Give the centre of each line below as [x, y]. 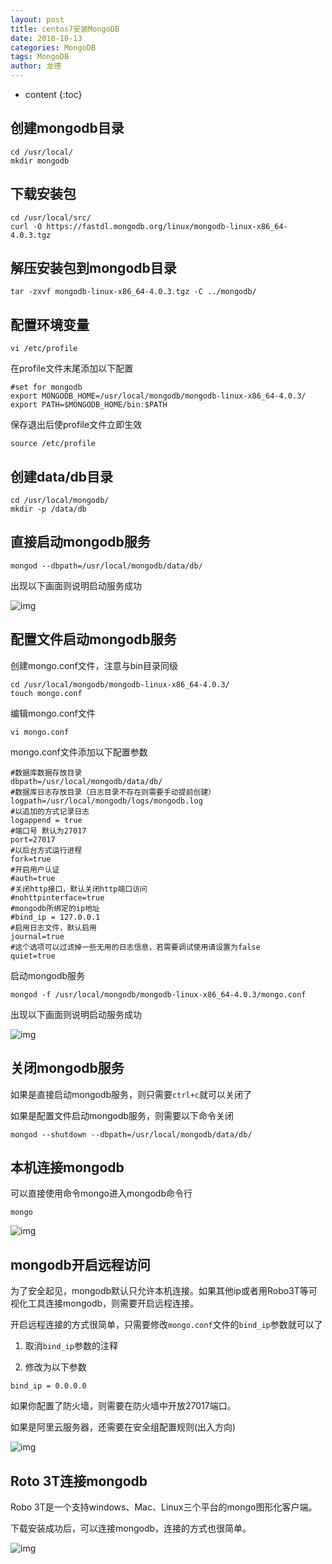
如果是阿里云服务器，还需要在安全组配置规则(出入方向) [123, 1427]
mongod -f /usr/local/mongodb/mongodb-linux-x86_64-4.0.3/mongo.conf [158, 994]
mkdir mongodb [40, 161]
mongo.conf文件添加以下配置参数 [79, 752]
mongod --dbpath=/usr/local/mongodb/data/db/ [106, 566]
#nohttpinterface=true [57, 897]
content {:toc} [53, 94]
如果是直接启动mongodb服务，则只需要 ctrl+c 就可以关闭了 [131, 1094]
